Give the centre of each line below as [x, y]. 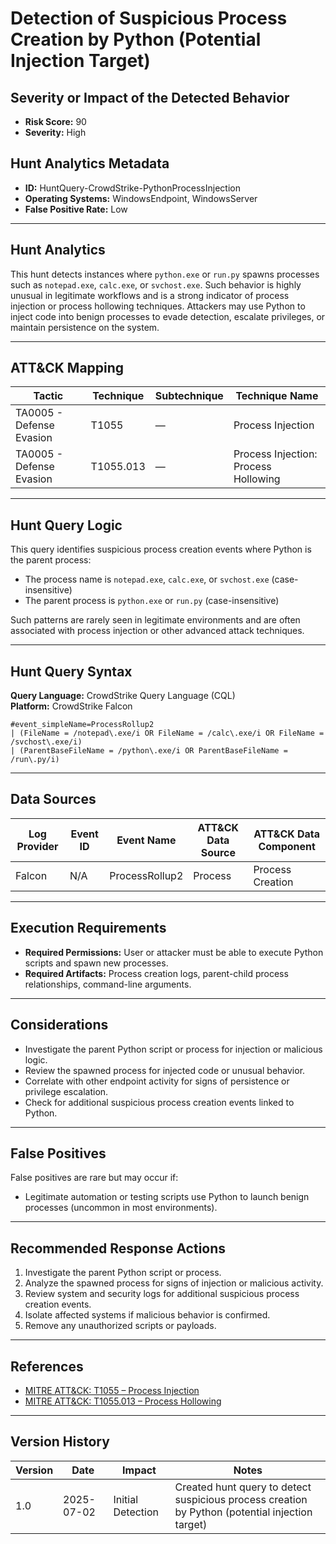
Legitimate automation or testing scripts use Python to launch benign [167, 1197]
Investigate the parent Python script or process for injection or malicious [173, 1049]
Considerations [59, 1025]
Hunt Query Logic [66, 525]
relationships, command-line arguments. [108, 984]
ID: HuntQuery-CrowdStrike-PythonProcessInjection [132, 188]
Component [287, 846]
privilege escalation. [66, 1091]
